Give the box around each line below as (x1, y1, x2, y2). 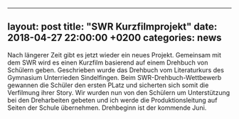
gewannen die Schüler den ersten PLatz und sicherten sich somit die (7, 81, 209, 89)
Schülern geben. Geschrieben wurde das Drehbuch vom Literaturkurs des (7, 65, 224, 74)
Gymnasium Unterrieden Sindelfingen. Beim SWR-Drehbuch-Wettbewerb (7, 73, 222, 81)
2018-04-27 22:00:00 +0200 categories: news (7, 32, 222, 44)
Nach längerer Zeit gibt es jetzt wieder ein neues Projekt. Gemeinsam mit (7, 50, 222, 59)
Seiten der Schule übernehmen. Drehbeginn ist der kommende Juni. (7, 103, 207, 112)
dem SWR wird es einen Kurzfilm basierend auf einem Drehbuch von (7, 58, 208, 67)
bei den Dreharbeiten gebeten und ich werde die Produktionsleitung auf (7, 96, 218, 104)
